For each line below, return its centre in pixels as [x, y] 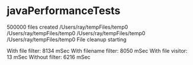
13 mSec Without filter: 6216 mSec [49, 57]
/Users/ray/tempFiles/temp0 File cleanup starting [67, 39]
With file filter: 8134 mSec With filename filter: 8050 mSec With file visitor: [97, 50]
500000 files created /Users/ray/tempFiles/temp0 [67, 27]
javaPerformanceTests [64, 11]
